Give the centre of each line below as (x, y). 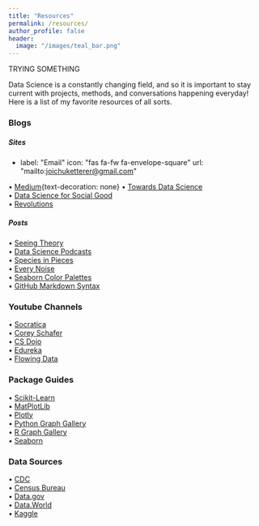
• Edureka (25, 350)
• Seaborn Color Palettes (50, 277)
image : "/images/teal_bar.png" (68, 46)
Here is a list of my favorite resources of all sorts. (90, 102)
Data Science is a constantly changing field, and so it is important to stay (130, 85)
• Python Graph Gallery (47, 423)
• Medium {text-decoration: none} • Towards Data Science (106, 187)
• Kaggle (23, 513)
